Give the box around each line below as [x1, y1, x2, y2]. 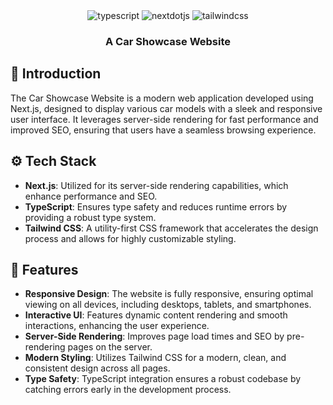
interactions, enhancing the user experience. [24, 320, 210, 332]
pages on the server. [67, 341, 153, 353]
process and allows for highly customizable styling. [24, 232, 237, 244]
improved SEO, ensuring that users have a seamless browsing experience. [10, 124, 317, 136]
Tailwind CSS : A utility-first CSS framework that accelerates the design [24, 222, 319, 234]
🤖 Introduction [10, 65, 102, 83]
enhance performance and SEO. [24, 190, 158, 202]
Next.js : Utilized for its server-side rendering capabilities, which [24, 179, 289, 191]
